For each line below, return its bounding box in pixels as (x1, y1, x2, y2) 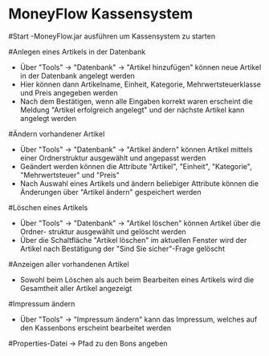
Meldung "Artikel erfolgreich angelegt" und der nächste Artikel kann (19, 105, 245, 115)
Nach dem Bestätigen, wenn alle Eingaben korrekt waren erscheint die (19, 96, 253, 106)
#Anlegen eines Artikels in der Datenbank (8, 47, 146, 56)
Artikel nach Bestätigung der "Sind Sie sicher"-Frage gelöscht (19, 244, 225, 253)
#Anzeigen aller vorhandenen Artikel (8, 259, 130, 269)
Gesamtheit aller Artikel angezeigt (19, 283, 132, 293)
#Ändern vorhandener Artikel (8, 129, 105, 139)
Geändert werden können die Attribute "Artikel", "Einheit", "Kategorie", (19, 161, 252, 171)
